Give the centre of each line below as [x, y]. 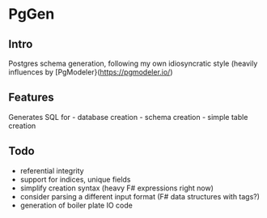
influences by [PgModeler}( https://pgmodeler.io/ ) [91, 72]
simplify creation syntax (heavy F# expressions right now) [117, 188]
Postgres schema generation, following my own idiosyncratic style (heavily [133, 63]
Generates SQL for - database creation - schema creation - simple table [128, 117]
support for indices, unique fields [75, 179]
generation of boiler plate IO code [76, 205]
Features [31, 98]
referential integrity [52, 170]
